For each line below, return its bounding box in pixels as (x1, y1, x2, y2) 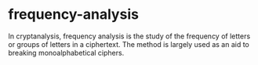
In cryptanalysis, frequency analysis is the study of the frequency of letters (8, 31, 251, 41)
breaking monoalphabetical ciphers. (8, 48, 125, 57)
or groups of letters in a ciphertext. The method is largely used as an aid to (8, 39, 249, 49)
